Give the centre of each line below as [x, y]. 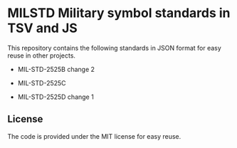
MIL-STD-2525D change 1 [56, 97]
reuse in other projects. [42, 55]
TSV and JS [43, 28]
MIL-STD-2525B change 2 [56, 69]
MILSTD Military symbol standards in [119, 13]
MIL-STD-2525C [42, 83]
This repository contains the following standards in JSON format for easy [115, 48]
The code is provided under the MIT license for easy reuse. [94, 136]
